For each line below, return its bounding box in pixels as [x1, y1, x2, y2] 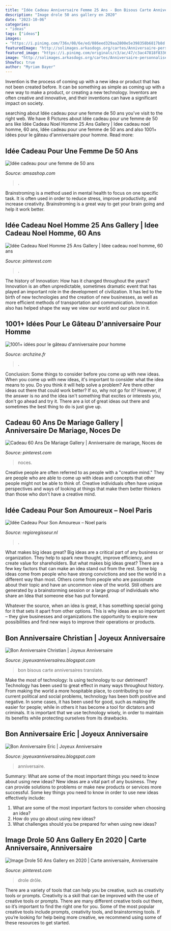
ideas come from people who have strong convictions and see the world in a [5, 571, 166, 577]
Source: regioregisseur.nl [5, 529, 58, 536]
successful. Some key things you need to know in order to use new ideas [5, 789, 159, 795]
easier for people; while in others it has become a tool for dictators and [5, 704, 154, 710]
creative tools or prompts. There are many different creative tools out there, [5, 898, 164, 904]
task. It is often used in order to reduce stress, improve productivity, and [5, 195, 157, 201]
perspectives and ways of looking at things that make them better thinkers [5, 486, 161, 492]
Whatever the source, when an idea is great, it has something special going [5, 602, 163, 609]
